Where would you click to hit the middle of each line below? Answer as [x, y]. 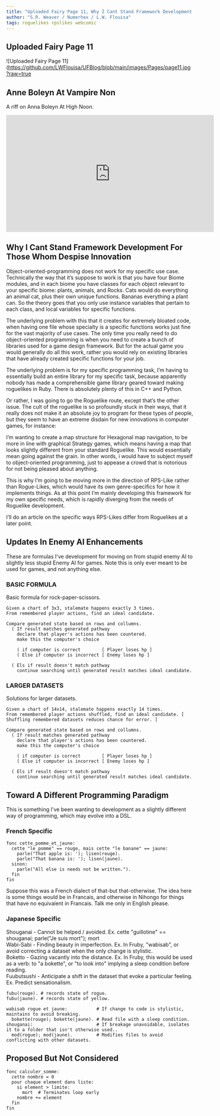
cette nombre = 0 [33, 1077]
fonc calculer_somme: [33, 1072]
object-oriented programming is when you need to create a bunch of [90, 339]
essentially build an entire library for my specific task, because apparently [96, 376]
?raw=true [19, 74]
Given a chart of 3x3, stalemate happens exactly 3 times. [81, 608]
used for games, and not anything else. [54, 569]
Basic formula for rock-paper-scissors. [53, 597]
